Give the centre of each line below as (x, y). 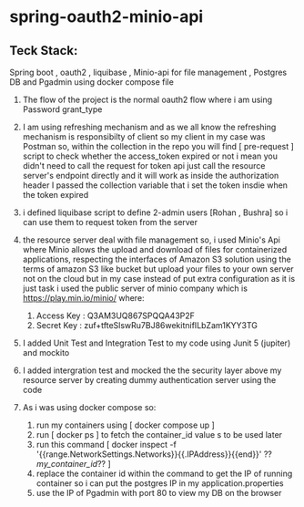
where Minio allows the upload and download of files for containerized (155, 249)
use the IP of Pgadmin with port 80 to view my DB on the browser (159, 493)
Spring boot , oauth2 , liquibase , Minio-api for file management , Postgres (148, 72)
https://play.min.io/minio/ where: (83, 298)
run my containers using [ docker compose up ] (126, 425)
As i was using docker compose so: (89, 407)
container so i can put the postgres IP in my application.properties (160, 483)
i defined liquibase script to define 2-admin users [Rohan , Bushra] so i (155, 212)
